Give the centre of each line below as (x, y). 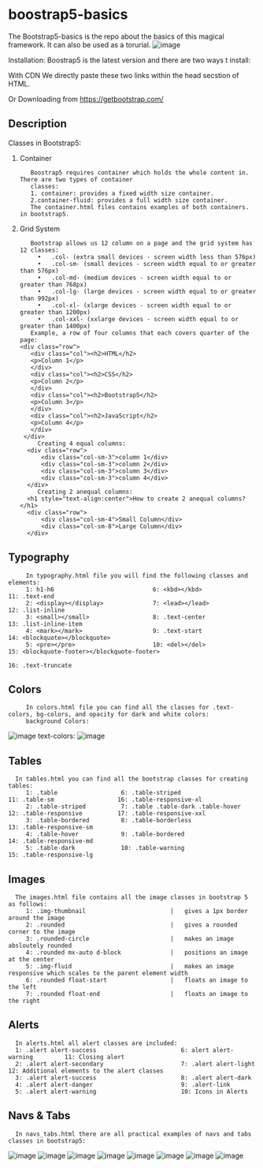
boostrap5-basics (68, 15)
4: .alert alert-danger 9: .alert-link (123, 1084)
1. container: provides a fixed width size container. (122, 193)
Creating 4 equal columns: (81, 444)
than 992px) (39, 298)
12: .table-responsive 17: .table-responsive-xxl (107, 814)
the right (24, 1001)
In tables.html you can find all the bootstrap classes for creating (131, 779)
